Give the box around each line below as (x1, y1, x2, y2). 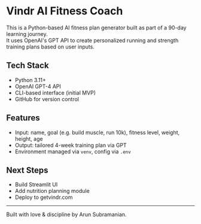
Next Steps (6, 165, 48, 175)
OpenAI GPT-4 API (14, 83, 62, 90)
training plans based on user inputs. (6, 43, 95, 50)
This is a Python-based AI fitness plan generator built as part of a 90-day (6, 24, 187, 31)
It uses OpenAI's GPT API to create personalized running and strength (6, 37, 179, 44)
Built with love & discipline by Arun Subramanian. (6, 211, 127, 218)
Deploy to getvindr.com (14, 193, 73, 201)
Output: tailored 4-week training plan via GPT (14, 141, 127, 149)
